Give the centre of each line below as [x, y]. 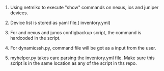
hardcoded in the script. [35, 38]
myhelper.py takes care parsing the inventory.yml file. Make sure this [82, 58]
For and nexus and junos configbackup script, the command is [76, 32]
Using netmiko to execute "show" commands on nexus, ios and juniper [84, 7]
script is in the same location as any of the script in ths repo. [73, 63]
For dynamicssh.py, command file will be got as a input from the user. [83, 48]
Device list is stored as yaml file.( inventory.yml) [60, 23]
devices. [19, 13]
